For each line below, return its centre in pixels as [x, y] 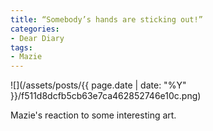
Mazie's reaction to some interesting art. [93, 115]
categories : [35, 29]
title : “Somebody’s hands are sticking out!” [106, 19]
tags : [21, 47]
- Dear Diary [37, 38]
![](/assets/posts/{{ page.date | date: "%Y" [98, 85]
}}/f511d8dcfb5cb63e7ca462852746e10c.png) [106, 96]
